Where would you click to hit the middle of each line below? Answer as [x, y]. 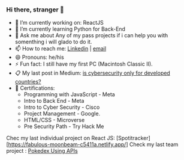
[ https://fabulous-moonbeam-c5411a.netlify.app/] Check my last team [92, 144]
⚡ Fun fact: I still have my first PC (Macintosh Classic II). [84, 64]
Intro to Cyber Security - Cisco [62, 107]
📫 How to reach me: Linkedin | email [61, 49]
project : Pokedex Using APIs [42, 151]
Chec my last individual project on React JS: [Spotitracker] [79, 138]
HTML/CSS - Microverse [54, 120]
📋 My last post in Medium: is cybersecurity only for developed [93, 73]
